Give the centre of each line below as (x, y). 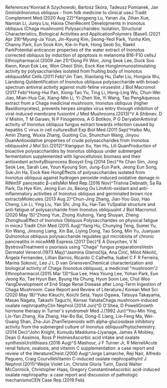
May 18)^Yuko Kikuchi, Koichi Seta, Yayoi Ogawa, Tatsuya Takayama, (90, 295)
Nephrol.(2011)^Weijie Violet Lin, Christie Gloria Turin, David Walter (74, 364)
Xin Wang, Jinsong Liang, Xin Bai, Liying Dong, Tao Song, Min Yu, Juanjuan (83, 231)
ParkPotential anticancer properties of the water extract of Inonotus (75, 50)
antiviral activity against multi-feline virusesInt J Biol (79, 87)
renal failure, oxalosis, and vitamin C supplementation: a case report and (80, 348)
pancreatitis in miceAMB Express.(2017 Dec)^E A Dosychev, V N (71, 242)
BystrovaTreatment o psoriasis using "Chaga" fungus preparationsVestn (79, 247)
